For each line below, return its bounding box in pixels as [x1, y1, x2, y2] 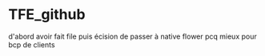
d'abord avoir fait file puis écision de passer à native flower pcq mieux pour [8, 32, 258, 41]
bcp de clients [8, 39, 55, 49]
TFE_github [8, 6, 86, 24]
